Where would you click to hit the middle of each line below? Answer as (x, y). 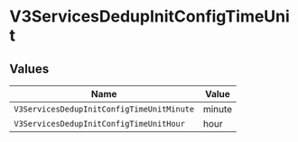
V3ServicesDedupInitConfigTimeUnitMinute (104, 109)
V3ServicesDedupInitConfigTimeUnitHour (99, 124)
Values (29, 69)
